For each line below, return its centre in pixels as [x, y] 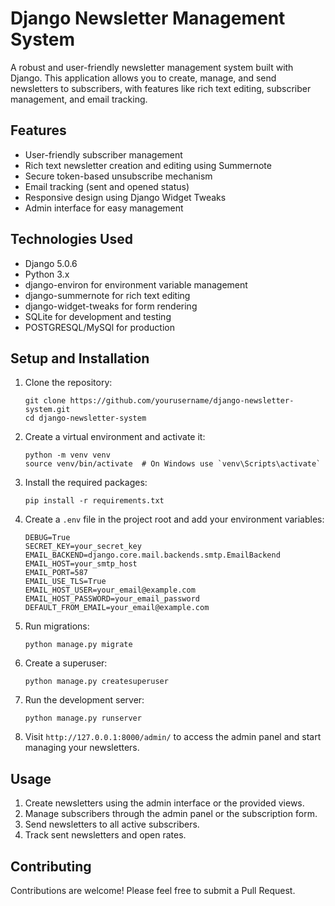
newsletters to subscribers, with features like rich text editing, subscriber [161, 88]
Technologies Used [71, 239]
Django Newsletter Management [148, 18]
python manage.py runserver [83, 718]
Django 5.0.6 [51, 263]
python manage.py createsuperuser [96, 682]
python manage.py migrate [78, 645]
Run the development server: [84, 700]
